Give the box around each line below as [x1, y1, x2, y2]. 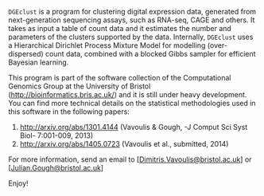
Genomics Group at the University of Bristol [8, 81, 151, 91]
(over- [207, 41, 228, 50]
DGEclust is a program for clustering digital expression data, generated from [8, 7, 257, 16]
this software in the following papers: [8, 107, 130, 116]
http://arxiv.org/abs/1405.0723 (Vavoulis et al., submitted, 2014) [19, 139, 229, 148]
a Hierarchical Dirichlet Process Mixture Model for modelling [8, 41, 206, 50]
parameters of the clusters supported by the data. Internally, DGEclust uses [8, 32, 254, 41]
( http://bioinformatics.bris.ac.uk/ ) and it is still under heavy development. [8, 90, 247, 99]
